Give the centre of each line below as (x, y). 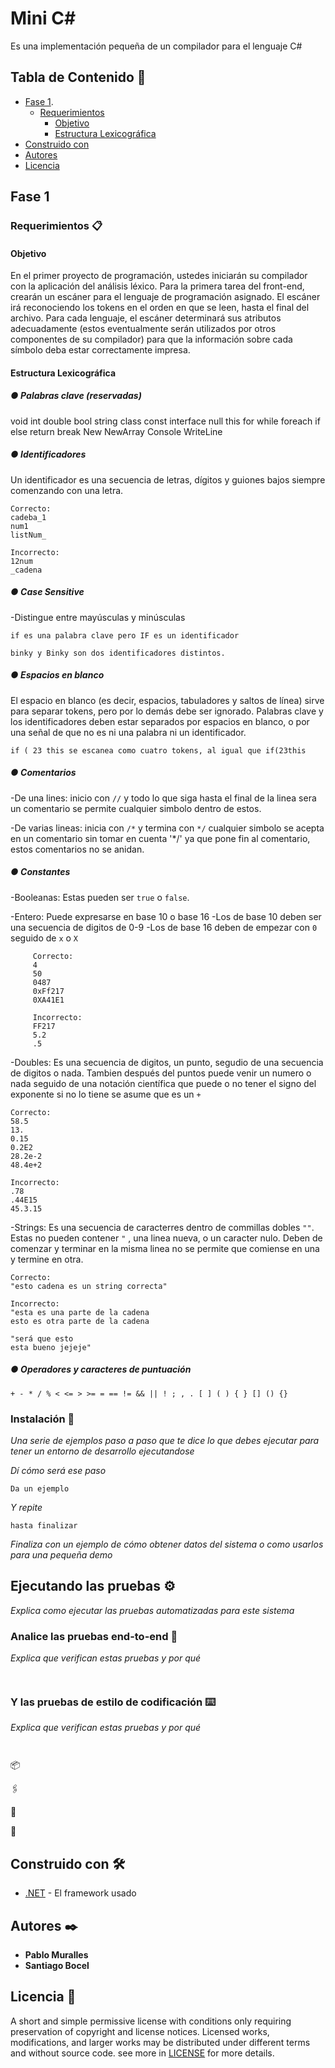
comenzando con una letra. (67, 490)
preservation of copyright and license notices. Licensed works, (140, 2031)
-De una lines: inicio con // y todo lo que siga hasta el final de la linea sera (163, 798)
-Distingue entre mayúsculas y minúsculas (98, 617)
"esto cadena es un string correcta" (89, 1286)
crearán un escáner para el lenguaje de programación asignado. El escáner (165, 297)
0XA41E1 (48, 1000)
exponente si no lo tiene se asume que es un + (106, 1094)
